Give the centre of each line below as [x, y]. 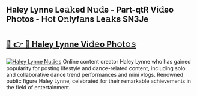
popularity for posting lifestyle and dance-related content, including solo [96, 68]
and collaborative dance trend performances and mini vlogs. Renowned [95, 75]
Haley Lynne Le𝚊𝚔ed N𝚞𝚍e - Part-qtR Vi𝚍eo [90, 10]
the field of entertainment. [38, 87]
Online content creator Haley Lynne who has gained [127, 61]
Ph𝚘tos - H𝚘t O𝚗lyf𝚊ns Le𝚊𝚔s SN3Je [77, 19]
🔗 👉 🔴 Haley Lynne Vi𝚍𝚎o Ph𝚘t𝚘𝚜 [71, 44]
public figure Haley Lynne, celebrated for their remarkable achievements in [98, 81]
